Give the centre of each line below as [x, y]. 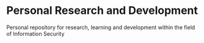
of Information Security [35, 33]
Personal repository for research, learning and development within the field [101, 27]
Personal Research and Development [102, 11]
